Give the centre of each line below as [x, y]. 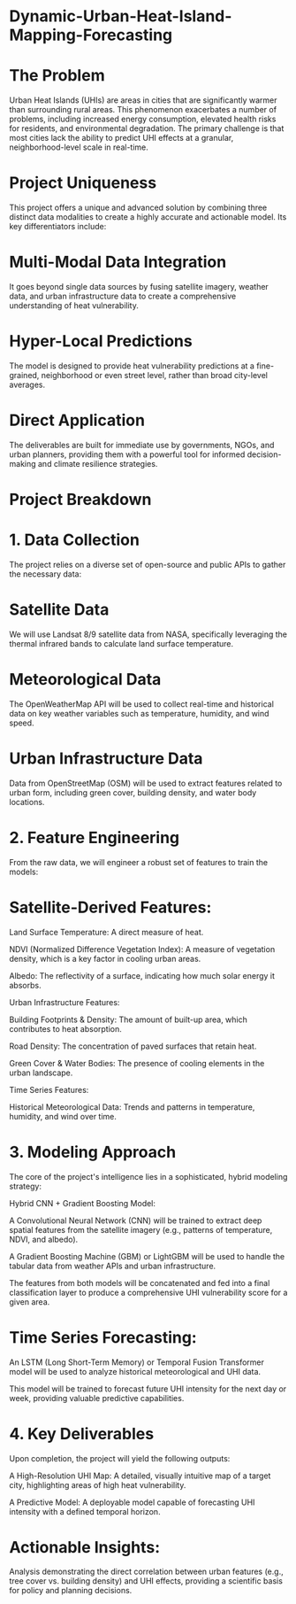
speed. [22, 723]
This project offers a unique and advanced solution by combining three [138, 208]
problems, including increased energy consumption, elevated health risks [143, 119]
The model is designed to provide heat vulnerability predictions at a [132, 366]
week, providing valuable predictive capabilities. [97, 1398]
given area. [30, 1302]
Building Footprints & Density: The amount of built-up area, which [128, 1019]
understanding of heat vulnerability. [74, 306]
